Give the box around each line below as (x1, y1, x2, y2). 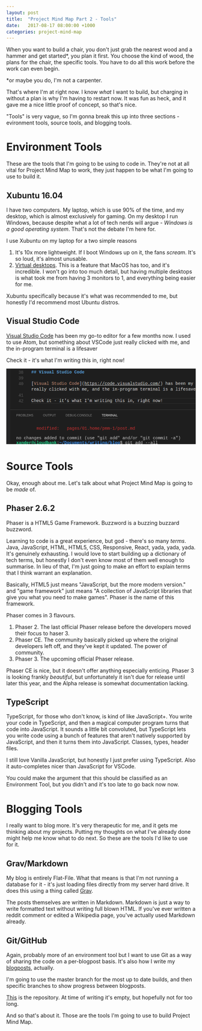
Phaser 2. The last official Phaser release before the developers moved (14, 623, 191, 631)
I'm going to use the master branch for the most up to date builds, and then (6, 976, 192, 983)
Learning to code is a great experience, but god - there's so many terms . (6, 537, 186, 544)
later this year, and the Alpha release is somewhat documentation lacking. (6, 679, 189, 687)
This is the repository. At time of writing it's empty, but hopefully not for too (6, 994, 193, 1001)
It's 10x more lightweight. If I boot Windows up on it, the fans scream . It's (14, 249, 196, 255)
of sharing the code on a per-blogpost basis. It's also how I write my (6, 958, 176, 965)
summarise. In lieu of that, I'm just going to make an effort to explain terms (6, 563, 191, 570)
